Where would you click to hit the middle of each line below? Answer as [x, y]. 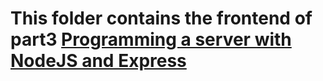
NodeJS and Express [98, 61]
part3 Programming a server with [151, 39]
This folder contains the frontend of [161, 18]
